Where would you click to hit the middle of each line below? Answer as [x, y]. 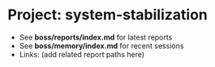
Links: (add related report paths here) [82, 54]
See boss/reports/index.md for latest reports [96, 37]
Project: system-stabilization [108, 15]
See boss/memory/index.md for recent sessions [101, 45]
